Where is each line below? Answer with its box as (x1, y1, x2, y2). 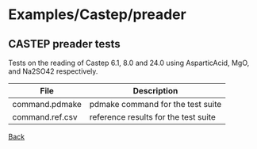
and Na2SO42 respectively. (8, 67, 98, 76)
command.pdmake (12, 99, 82, 109)
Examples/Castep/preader (8, 6, 186, 24)
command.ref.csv (12, 112, 78, 122)
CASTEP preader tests (8, 37, 121, 51)
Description (132, 86, 178, 96)
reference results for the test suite (89, 112, 216, 122)
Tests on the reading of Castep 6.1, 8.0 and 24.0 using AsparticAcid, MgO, (8, 58, 250, 67)
